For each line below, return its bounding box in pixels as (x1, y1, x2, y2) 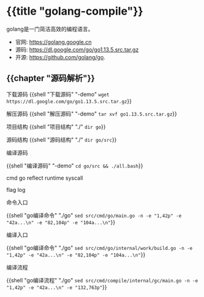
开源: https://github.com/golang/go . (15, 53, 105, 61)
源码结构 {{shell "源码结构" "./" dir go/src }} (6, 136, 117, 143)
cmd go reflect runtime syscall (6, 174, 83, 182)
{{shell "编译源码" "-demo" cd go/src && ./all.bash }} (6, 162, 143, 169)
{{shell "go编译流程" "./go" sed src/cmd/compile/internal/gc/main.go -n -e (6, 276, 198, 284)
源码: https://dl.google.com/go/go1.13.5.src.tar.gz (15, 46, 139, 53)
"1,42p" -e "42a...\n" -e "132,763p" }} (6, 283, 107, 291)
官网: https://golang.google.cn (15, 38, 92, 45)
